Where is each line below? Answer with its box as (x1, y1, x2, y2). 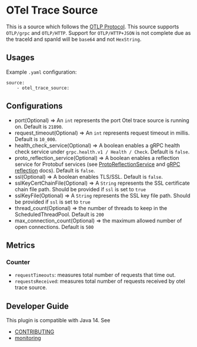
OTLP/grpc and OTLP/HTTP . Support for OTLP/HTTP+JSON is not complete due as (6, 29, 191, 36)
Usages (6, 53, 35, 63)
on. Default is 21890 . (14, 123, 64, 130)
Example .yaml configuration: (6, 68, 77, 76)
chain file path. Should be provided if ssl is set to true (14, 185, 146, 192)
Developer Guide (6, 301, 69, 311)
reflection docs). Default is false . (14, 166, 95, 174)
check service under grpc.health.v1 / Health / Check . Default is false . (14, 148, 190, 155)
